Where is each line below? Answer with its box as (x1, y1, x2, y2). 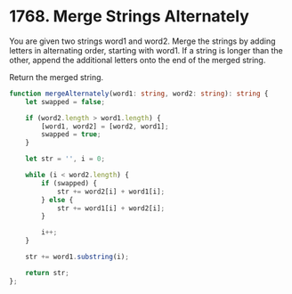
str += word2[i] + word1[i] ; (56, 187, 166, 196)
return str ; (25, 268, 69, 277)
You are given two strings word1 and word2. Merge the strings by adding (9, 36, 276, 46)
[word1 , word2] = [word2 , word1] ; (41, 122, 169, 131)
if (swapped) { (41, 178, 98, 188)
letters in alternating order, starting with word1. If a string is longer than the (9, 45, 283, 55)
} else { (41, 195, 74, 204)
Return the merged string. (9, 71, 104, 82)
